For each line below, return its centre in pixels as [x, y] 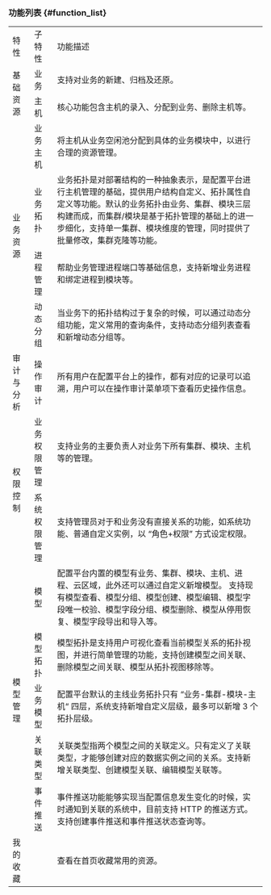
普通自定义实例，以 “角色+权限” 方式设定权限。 [162, 534]
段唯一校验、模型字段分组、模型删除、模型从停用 [150, 609]
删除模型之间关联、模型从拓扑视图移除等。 [138, 667]
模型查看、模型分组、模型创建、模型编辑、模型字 [158, 597]
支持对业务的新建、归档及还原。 [118, 80]
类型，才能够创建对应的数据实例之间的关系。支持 [150, 758]
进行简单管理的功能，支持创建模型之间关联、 [166, 655]
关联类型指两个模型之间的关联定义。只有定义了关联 [154, 746]
